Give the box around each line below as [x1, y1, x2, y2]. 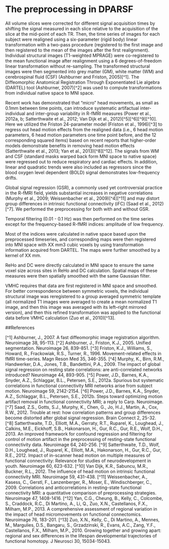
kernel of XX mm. [5, 252, 41, 258]
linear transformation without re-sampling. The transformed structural [5, 63, 150, 69]
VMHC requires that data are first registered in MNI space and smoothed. [5, 283, 157, 289]
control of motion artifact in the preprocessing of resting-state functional [5, 436, 156, 442]
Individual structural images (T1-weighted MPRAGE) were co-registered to [5, 52, 159, 59]
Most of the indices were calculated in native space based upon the [5, 231, 146, 237]
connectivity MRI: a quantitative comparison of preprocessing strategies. [5, 489, 157, 496]
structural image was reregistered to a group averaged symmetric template [5, 293, 161, 299]
